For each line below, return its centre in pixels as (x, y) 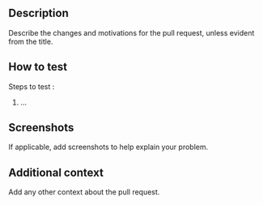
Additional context (56, 172)
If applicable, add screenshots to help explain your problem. (108, 147)
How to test (38, 67)
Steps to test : (32, 86)
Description (38, 13)
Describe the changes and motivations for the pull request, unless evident (131, 32)
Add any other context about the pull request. (84, 192)
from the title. (31, 41)
